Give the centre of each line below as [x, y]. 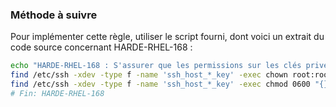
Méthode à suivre [54, 15]
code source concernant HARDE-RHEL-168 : [101, 47]
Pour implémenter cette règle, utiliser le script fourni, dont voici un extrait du [167, 37]
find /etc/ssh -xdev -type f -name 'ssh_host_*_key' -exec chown [149, 75]
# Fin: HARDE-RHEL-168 [57, 93]
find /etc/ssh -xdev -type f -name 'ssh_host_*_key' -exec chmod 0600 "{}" [171, 84]
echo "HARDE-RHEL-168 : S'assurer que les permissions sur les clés [156, 66]
